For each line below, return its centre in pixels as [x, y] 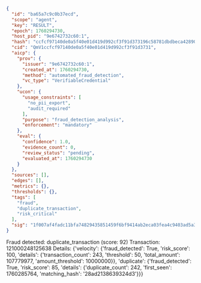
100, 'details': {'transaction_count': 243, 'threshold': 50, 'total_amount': [93, 254]
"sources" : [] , [31, 175]
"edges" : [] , [28, 181]
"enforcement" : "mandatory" [57, 125]
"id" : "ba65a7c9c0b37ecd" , [45, 14]
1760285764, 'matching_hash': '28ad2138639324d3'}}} [75, 273]
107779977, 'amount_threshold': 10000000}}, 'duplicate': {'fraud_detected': [99, 261]
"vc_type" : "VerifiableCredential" [66, 81]
